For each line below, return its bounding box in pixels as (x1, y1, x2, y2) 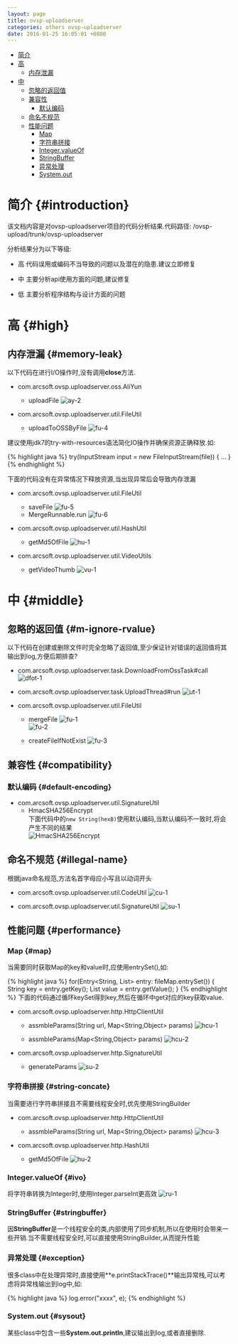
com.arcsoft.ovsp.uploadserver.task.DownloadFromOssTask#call (17, 666, 208, 675)
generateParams (28, 1063, 77, 1071)
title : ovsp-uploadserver (7, 17, 84, 24)
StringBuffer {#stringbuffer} (7, 1208, 107, 1217)
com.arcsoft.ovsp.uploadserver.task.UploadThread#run (17, 687, 181, 697)
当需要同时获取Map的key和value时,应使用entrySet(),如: (7, 963, 169, 972)
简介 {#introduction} (7, 197, 130, 213)
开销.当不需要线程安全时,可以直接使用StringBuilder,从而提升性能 (13, 1234, 200, 1242)
